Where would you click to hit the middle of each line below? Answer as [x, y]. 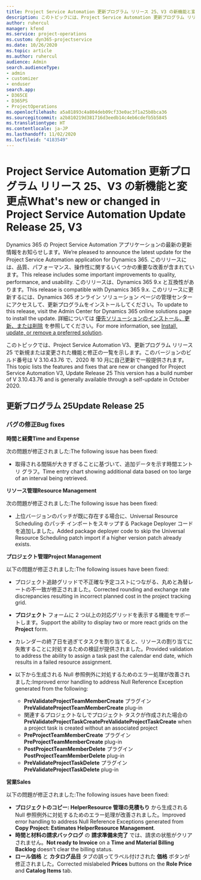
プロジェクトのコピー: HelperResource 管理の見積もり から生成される [101, 808]
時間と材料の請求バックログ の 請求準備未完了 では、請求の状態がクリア [103, 835]
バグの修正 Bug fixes [36, 424]
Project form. [31, 629]
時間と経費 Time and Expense [43, 439]
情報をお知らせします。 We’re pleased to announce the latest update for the [99, 252]
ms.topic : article [29, 51]
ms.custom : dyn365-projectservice [49, 40]
